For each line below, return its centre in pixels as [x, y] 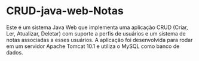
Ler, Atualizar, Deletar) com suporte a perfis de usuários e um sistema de [96, 33]
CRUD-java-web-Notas [65, 11]
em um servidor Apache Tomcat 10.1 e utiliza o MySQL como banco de [93, 46]
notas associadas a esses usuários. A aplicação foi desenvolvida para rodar [99, 40]
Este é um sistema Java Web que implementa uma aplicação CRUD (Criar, [97, 27]
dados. [15, 52]
